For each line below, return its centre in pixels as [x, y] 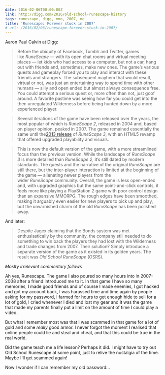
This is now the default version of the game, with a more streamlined [87, 149]
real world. [16, 338]
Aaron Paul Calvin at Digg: [32, 42]
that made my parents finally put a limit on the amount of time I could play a [82, 308]
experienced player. [37, 109]
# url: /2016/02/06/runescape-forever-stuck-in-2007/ [62, 28]
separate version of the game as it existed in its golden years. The [84, 252]
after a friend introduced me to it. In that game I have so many [80, 281]
